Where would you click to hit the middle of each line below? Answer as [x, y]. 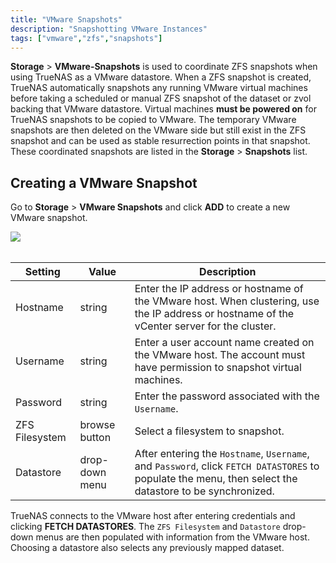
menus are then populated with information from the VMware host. [172, 537]
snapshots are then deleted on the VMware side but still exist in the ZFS [158, 130]
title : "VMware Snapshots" [66, 19]
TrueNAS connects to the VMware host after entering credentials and [153, 516]
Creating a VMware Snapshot [104, 182]
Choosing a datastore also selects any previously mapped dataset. [147, 548]
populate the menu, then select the [216, 479]
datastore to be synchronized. [204, 491]
